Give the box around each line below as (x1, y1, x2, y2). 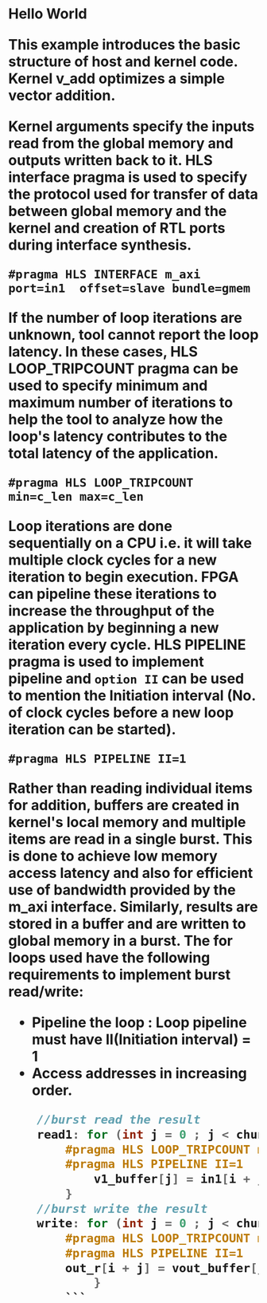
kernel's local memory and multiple (8, 813, 246, 832)
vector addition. (8, 87, 116, 104)
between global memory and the (8, 203, 227, 220)
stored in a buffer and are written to (8, 915, 246, 933)
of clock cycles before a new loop (8, 703, 234, 722)
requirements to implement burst (8, 966, 231, 984)
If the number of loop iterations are (8, 309, 242, 327)
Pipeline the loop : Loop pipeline (31, 1014, 248, 1032)
